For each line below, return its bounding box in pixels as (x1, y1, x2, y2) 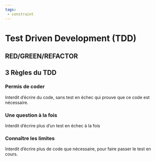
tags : (5, 7, 16, 12)
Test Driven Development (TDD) (5, 33, 136, 44)
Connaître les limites (5, 135, 55, 141)
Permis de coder (5, 83, 45, 90)
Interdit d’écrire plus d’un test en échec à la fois (5, 123, 100, 129)
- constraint (7, 12, 34, 17)
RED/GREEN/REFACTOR (5, 52, 78, 60)
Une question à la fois (5, 112, 58, 119)
